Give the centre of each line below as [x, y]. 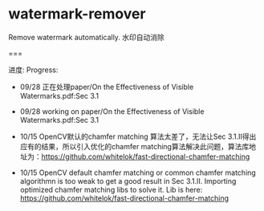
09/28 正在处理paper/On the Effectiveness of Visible [107, 87]
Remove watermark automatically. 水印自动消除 [86, 37]
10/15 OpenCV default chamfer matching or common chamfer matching [138, 172]
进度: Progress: [33, 70]
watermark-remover [77, 14]
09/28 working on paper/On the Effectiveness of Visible [112, 111]
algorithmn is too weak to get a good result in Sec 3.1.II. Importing [128, 181]
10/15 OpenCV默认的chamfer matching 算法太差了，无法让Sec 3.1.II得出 [138, 136]
